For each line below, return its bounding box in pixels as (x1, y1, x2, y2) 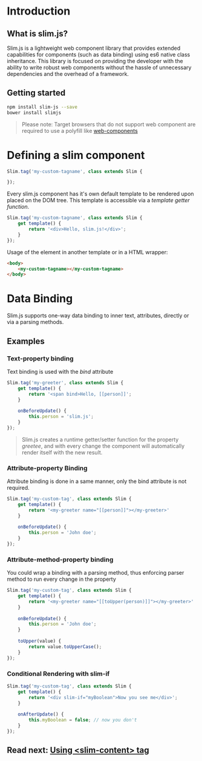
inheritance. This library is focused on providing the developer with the (7, 58, 183, 64)
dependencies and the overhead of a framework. (7, 70, 129, 77)
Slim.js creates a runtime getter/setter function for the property (21, 436, 179, 443)
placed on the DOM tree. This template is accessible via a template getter (7, 197, 190, 204)
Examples (7, 336, 45, 347)
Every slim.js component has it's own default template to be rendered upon (7, 190, 194, 198)
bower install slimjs (7, 109, 62, 116)
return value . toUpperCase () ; (28, 643, 102, 650)
